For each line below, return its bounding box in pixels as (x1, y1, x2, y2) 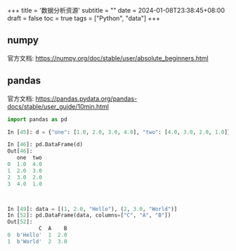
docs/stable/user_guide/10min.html (7, 102, 109, 110)
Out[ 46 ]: (7, 148, 33, 155)
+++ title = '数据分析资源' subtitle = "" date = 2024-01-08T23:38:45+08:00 (7, 6, 225, 14)
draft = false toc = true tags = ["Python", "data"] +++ (7, 14, 160, 22)
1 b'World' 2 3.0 (7, 238, 68, 245)
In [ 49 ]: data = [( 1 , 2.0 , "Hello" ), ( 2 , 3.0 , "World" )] (7, 205, 178, 212)
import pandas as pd (7, 115, 68, 123)
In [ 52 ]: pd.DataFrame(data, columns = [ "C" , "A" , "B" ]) (7, 212, 171, 219)
